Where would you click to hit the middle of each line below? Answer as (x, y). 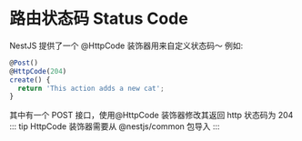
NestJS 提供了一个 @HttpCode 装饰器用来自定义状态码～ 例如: (126, 45)
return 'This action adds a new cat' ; (91, 88)
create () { (30, 80)
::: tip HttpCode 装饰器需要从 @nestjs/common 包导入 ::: (115, 126)
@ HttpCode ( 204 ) (38, 71)
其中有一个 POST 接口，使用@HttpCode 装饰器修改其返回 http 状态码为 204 (151, 116)
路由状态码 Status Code (99, 19)
